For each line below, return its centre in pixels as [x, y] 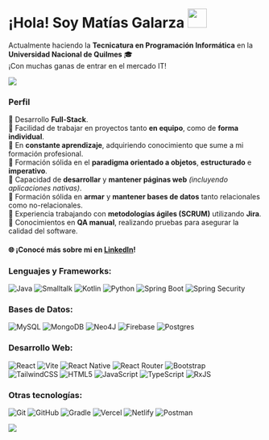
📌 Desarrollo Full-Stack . [48, 119]
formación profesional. [46, 154]
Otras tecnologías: [46, 395]
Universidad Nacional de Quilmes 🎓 [70, 54]
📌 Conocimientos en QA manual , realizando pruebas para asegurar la [124, 223]
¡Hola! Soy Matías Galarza [97, 23]
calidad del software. [43, 231]
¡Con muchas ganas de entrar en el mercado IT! [87, 65]
